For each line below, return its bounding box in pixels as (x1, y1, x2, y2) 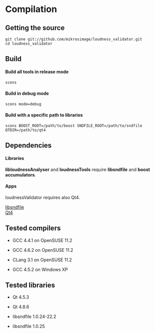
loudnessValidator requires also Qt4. (5, 194, 80, 200)
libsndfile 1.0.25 (12, 323, 45, 329)
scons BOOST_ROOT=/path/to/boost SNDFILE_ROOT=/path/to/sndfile (5, 123, 142, 128)
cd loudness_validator (5, 41, 53, 46)
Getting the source (5, 24, 65, 32)
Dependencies (5, 141, 52, 150)
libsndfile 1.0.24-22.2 (12, 313, 57, 319)
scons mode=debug (5, 101, 42, 106)
